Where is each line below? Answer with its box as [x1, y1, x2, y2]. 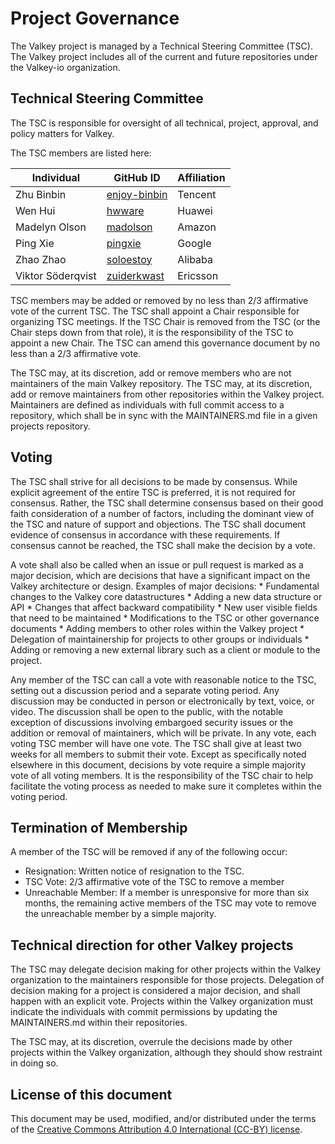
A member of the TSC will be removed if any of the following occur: [10, 846, 288, 858]
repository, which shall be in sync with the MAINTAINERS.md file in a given [10, 409, 318, 421]
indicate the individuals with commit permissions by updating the [10, 1006, 278, 1018]
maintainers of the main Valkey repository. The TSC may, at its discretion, [10, 377, 313, 389]
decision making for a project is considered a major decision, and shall [10, 985, 301, 997]
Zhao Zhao [15, 252, 67, 266]
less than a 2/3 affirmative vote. [10, 347, 142, 359]
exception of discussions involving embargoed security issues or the [10, 716, 294, 728]
